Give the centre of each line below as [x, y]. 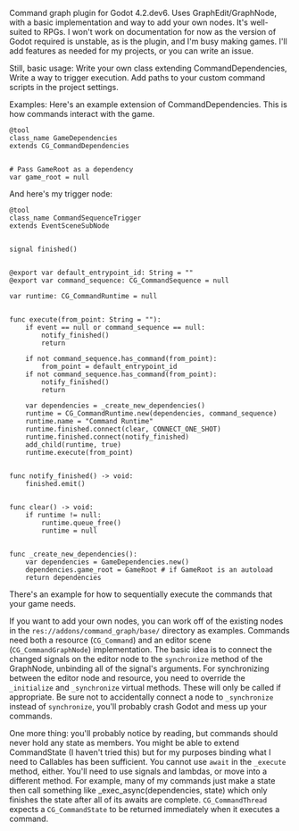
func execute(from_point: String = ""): [86, 320]
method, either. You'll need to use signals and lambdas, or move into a [138, 771]
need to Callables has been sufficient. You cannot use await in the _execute [148, 762]
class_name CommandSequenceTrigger [75, 218]
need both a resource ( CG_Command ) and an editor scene [110, 640]
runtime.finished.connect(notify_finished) [108, 437]
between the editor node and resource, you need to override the [127, 678]
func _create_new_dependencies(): [74, 554]
